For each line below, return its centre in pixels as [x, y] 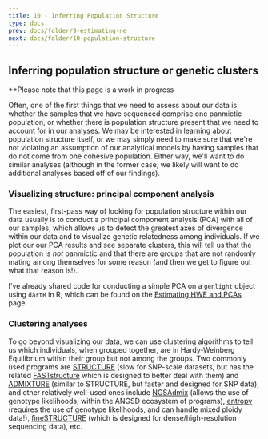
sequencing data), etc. [45, 426]
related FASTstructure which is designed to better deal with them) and [124, 375]
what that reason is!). [43, 271]
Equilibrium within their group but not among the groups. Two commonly [128, 358]
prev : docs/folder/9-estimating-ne [68, 30]
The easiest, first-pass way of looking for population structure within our [128, 211]
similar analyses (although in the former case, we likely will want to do [124, 165]
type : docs [26, 23]
